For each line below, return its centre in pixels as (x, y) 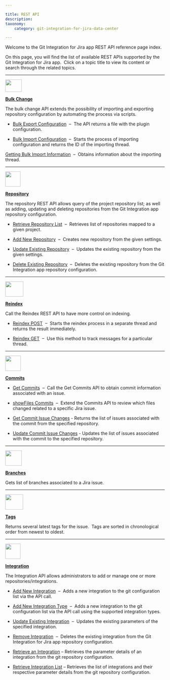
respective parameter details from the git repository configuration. (81, 672)
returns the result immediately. (45, 329)
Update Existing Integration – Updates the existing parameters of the (85, 621)
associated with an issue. (39, 393)
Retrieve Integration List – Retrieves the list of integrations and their (82, 667)
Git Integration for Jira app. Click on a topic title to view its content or (78, 62)
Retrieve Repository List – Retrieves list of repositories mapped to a (84, 224)
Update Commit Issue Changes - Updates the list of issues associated (86, 433)
